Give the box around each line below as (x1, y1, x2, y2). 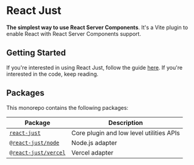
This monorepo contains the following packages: (6, 104, 129, 111)
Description (108, 118, 143, 127)
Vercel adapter (71, 148, 114, 157)
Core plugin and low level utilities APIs (71, 129, 181, 137)
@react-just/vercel (9, 149, 66, 156)
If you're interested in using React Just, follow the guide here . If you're (6, 64, 183, 71)
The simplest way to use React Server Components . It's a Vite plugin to (6, 24, 189, 31)
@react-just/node (9, 139, 60, 146)
